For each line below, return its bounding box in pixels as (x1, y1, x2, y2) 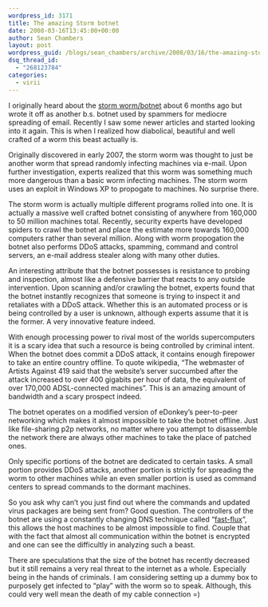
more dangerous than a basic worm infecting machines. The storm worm (8, 175, 248, 184)
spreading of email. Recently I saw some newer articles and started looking (8, 117, 255, 127)
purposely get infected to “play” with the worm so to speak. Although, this (8, 581, 252, 590)
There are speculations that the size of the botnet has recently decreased (8, 555, 250, 565)
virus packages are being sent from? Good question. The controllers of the (8, 506, 254, 515)
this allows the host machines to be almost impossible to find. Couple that (8, 522, 250, 532)
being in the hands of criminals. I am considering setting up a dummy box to (8, 572, 258, 581)
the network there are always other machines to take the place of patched (8, 432, 251, 442)
